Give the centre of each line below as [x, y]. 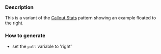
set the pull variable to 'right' [42, 46]
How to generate [25, 36]
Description [19, 7]
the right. [14, 23]
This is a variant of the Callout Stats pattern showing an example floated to [80, 18]
